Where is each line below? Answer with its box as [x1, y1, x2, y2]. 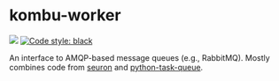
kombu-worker [9, 5, 121, 26]
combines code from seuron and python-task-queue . [9, 62, 204, 72]
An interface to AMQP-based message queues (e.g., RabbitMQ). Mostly [9, 52, 270, 63]
